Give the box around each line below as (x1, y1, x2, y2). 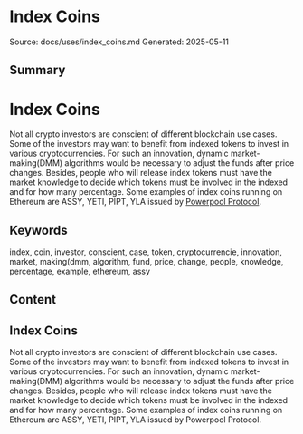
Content (9, 292, 57, 307)
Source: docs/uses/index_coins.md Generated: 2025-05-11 (9, 36, 229, 47)
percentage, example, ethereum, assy (9, 265, 151, 277)
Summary (9, 63, 66, 78)
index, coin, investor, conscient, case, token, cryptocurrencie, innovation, (9, 246, 282, 257)
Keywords (9, 222, 68, 237)
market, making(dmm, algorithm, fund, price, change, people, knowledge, (9, 256, 284, 267)
